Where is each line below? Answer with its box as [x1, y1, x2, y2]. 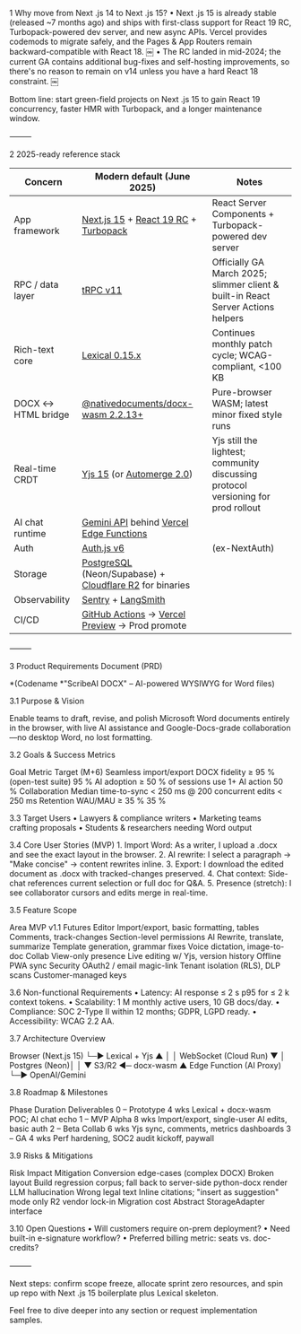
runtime [13, 527, 47, 539]
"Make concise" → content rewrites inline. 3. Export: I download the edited [9, 859, 284, 869]
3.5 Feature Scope [9, 905, 78, 915]
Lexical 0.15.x [82, 349, 142, 362]
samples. [9, 1314, 43, 1325]
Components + [211, 208, 275, 220]
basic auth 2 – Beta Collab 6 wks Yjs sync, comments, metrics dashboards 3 [9, 1123, 291, 1134]
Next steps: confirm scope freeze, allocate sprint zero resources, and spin [9, 1278, 284, 1288]
